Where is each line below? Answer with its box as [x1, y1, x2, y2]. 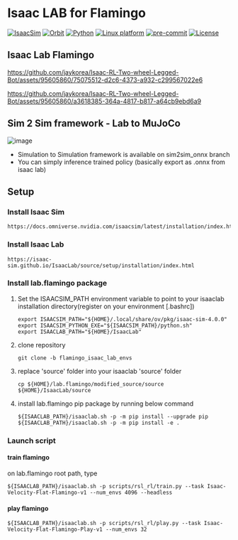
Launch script [7, 436, 57, 445]
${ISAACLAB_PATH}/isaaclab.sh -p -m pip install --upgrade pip [17, 413, 209, 420]
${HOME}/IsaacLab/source [17, 387, 91, 394]
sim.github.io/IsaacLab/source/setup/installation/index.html [7, 261, 195, 269]
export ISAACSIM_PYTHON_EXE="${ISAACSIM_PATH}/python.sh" [17, 322, 193, 329]
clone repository [17, 340, 66, 349]
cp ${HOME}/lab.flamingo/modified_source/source [17, 380, 164, 388]
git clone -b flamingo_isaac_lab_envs [17, 354, 132, 362]
